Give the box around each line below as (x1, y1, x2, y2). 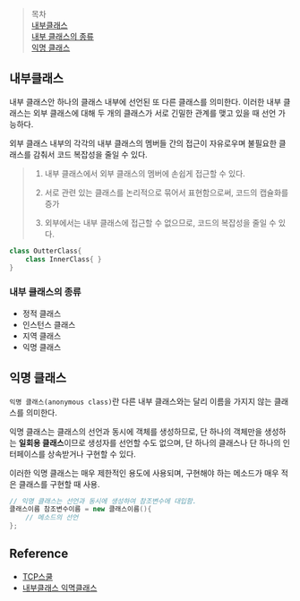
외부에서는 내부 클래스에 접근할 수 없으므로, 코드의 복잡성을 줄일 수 (44, 217, 277, 228)
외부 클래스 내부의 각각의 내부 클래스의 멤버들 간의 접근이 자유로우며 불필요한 (9, 138, 278, 149)
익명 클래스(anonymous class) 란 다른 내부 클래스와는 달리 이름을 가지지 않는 (9, 396, 272, 407)
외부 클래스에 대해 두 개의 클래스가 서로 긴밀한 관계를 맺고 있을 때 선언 (32, 107, 277, 118)
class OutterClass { (9, 246, 82, 255)
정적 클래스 (21, 308, 62, 319)
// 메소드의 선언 (25, 513, 79, 522)
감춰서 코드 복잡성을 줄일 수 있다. (32, 149, 148, 159)
